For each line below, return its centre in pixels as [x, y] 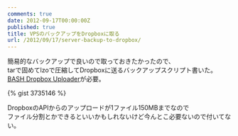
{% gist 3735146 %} [37, 93]
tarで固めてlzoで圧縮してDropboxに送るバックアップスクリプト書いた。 [112, 70]
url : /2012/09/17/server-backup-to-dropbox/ [74, 40]
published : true [31, 27]
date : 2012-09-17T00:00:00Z [49, 21]
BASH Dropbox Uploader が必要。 [56, 79]
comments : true [30, 14]
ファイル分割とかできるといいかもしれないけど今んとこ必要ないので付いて [116, 117]
